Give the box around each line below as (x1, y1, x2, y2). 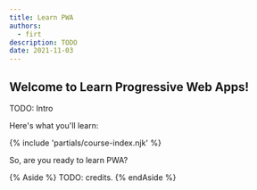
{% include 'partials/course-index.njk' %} (9, 137, 162, 148)
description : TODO (9, 37, 78, 47)
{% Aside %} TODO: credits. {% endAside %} (9, 171, 177, 183)
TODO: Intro (9, 103, 54, 113)
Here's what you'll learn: (9, 120, 99, 130)
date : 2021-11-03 (9, 46, 74, 55)
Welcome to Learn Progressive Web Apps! (9, 79, 250, 95)
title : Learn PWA (9, 12, 74, 22)
